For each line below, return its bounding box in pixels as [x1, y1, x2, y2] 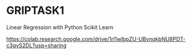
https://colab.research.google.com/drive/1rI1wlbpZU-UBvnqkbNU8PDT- [6, 35, 186, 42]
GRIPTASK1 [6, 4, 65, 18]
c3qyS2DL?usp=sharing [6, 42, 67, 49]
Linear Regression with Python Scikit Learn [6, 24, 114, 31]
